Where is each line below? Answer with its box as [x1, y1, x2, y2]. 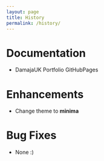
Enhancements [6, 87, 84, 101]
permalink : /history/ [6, 20, 61, 26]
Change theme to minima [15, 107, 79, 115]
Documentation [6, 46, 86, 60]
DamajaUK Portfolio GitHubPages [15, 66, 99, 73]
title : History [6, 15, 45, 21]
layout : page [6, 8, 39, 15]
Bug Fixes [6, 128, 57, 142]
